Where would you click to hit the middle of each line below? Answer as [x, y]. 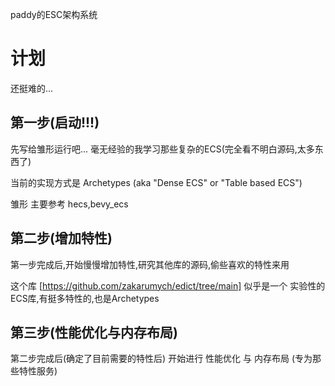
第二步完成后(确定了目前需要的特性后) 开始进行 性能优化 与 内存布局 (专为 [161, 359]
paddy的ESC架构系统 [54, 14]
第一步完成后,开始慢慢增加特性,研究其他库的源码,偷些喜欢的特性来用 [150, 264]
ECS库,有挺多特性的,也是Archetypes [85, 298]
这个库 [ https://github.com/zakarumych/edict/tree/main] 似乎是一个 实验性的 [168, 285]
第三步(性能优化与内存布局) [94, 332]
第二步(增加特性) [61, 238]
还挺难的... [32, 88]
